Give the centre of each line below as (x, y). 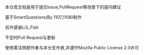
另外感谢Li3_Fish (22, 27)
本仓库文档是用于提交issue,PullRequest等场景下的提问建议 (63, 7)
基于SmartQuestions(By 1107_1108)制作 (43, 17)
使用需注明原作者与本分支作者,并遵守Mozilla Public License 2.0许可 (72, 48)
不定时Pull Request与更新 (30, 38)
